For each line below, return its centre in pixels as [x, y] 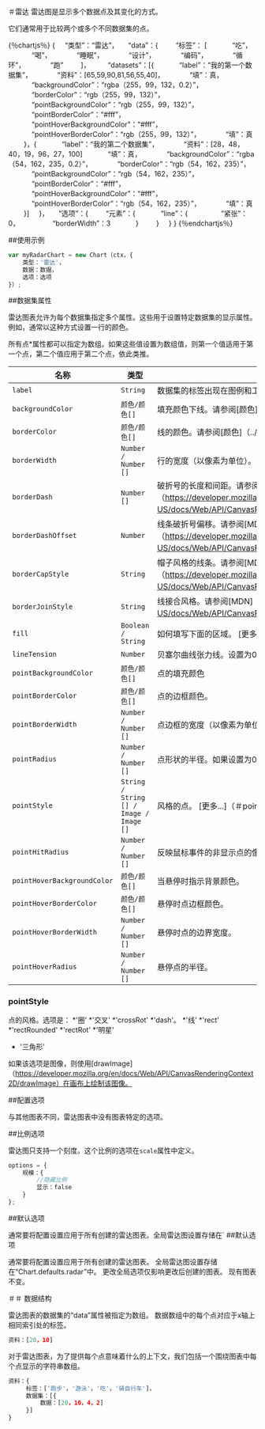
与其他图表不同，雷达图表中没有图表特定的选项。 [88, 1116]
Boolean [135, 626]
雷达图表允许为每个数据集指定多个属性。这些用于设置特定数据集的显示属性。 [132, 317]
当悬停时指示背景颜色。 [200, 881]
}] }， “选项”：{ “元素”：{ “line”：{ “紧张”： [136, 213]
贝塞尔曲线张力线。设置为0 [207, 655]
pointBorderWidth [45, 725]
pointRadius [35, 759]
